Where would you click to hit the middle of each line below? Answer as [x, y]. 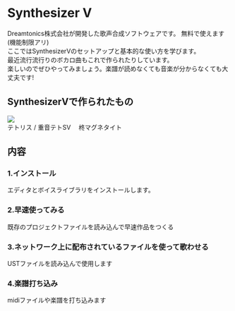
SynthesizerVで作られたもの [71, 102]
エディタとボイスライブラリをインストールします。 [81, 190]
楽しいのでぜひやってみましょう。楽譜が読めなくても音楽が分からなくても [115, 68]
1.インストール [32, 173]
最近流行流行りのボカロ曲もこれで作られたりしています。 [90, 60]
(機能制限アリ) [28, 42]
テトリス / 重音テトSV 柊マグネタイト [65, 127]
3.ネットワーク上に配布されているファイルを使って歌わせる [108, 247]
